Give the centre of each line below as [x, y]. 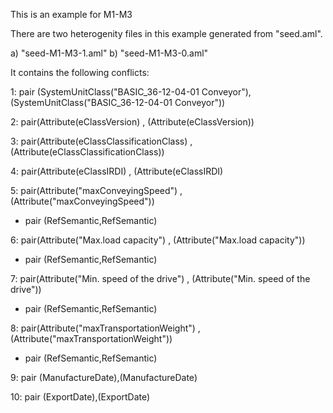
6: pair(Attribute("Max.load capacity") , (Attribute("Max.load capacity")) [158, 240]
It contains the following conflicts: [80, 72]
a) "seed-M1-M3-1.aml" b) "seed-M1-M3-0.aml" [109, 53]
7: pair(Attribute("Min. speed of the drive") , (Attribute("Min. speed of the [160, 278]
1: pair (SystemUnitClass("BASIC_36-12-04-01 [105, 92]
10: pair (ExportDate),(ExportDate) [80, 397]
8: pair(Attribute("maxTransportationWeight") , [105, 328]
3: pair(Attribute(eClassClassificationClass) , [101, 141]
